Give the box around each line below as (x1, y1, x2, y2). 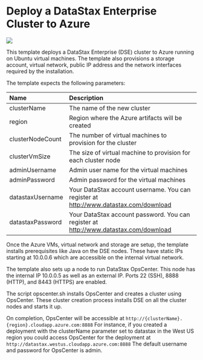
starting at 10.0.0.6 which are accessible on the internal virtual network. (6, 254, 184, 261)
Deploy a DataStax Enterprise (6, 4, 157, 18)
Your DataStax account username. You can (69, 185, 191, 194)
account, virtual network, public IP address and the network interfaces (6, 61, 182, 68)
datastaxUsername (9, 193, 63, 201)
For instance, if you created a (94, 321, 167, 328)
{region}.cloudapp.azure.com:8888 (6, 322, 94, 328)
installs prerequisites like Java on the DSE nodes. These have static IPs (6, 247, 183, 254)
